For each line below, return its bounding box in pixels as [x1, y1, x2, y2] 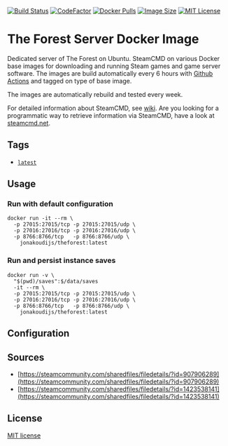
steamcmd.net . [7, 119, 51, 127]
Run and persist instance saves [7, 256, 116, 266]
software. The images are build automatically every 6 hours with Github [7, 69, 213, 77]
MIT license [7, 431, 41, 440]
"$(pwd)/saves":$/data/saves [13, 278, 99, 285]
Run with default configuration [7, 199, 113, 209]
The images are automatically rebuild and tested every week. [7, 90, 183, 98]
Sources [7, 351, 45, 363]
